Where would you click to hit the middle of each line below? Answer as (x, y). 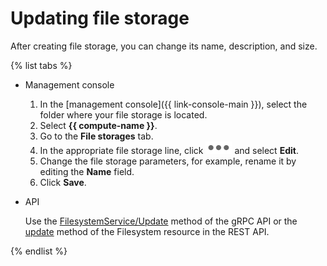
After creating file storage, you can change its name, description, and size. (164, 46)
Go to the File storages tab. (96, 136)
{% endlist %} (39, 251)
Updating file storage (100, 18)
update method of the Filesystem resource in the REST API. (147, 231)
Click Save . (63, 182)
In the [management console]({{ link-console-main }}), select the (173, 104)
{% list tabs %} (41, 65)
